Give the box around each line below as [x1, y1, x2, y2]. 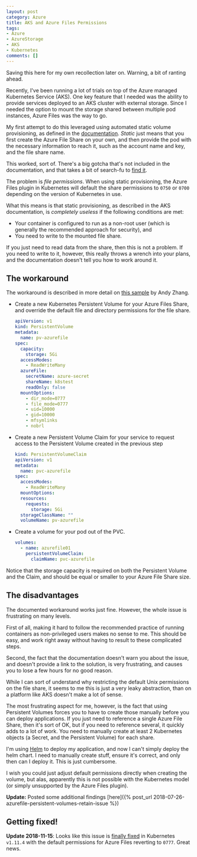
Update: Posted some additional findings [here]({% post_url [6, 793, 153, 800]
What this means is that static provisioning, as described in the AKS [6, 202, 171, 209]
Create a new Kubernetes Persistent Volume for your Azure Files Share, [14, 300, 189, 308]
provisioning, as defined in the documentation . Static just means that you [6, 130, 185, 137]
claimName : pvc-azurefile [30, 556, 95, 562]
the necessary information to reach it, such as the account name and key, [6, 142, 185, 149]
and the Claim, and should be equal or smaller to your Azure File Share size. [6, 573, 191, 580]
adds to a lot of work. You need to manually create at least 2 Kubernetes [6, 727, 182, 734]
